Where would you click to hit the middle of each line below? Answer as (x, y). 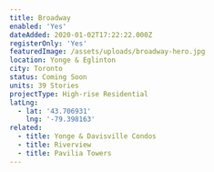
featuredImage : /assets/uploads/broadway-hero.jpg (107, 52)
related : (26, 128)
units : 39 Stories (44, 86)
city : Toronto (36, 69)
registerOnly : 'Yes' (49, 43)
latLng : (24, 102)
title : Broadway (40, 18)
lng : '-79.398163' (61, 119)
